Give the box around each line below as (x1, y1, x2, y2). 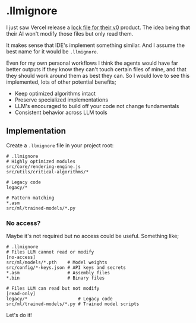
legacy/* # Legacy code (6, 296, 113, 302)
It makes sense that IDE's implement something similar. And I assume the (6, 42, 185, 49)
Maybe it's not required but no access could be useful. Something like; (6, 233, 179, 240)
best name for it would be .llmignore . (6, 47, 99, 55)
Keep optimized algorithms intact (14, 90, 96, 97)
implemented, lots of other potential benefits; (6, 78, 117, 85)
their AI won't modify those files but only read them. (6, 30, 134, 37)
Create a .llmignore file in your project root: (6, 141, 114, 149)
